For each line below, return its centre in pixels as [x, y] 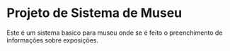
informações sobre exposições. [53, 40]
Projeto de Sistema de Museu [94, 13]
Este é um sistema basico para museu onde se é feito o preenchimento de [115, 33]
